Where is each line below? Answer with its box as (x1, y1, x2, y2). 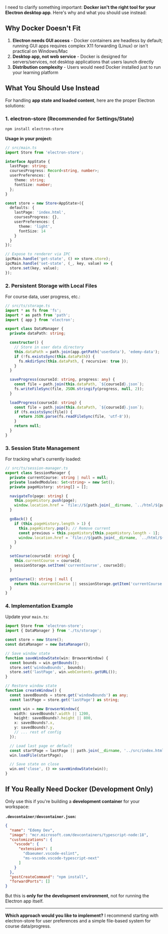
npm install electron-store (5, 126, 64, 131)
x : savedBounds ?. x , (14, 720, 55, 725)
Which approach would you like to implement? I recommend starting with (5, 912, 159, 918)
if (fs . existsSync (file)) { (14, 409, 72, 414)
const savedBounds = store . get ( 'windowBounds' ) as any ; (9, 692, 128, 698)
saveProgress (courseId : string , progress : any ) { (9, 377, 115, 382)
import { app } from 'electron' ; (5, 317, 75, 323)
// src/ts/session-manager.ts (5, 466, 68, 471)
